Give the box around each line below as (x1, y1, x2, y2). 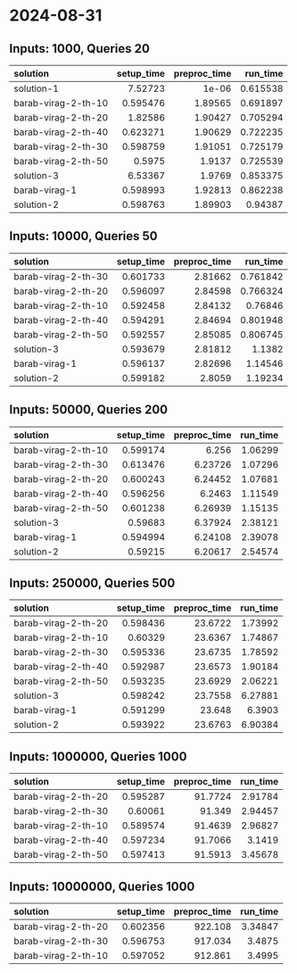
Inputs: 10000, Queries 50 (9, 229, 158, 244)
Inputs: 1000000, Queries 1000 (9, 749, 187, 764)
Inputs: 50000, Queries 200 (9, 403, 169, 418)
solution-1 (13, 82, 60, 95)
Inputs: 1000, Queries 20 (9, 41, 150, 56)
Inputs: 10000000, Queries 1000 (9, 878, 195, 894)
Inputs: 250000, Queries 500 (9, 576, 176, 591)
